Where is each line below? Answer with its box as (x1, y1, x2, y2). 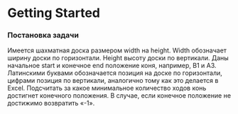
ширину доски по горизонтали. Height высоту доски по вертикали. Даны (7, 54, 229, 62)
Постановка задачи (7, 30, 80, 40)
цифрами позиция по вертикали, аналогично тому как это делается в (7, 76, 219, 85)
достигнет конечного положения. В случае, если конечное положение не (7, 91, 232, 100)
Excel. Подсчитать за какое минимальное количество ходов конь (7, 84, 207, 93)
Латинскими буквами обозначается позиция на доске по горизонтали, (7, 69, 222, 77)
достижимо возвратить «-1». (7, 99, 95, 108)
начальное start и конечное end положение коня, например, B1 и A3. (7, 62, 217, 70)
